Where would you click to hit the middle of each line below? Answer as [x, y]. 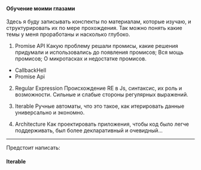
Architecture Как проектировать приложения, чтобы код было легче [102, 124]
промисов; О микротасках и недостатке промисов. [80, 59]
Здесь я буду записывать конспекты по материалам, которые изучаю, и [99, 22]
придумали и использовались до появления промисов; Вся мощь [99, 52]
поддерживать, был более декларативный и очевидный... [89, 130]
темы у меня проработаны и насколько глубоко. [68, 34]
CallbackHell [31, 70]
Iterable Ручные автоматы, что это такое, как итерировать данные [99, 106]
